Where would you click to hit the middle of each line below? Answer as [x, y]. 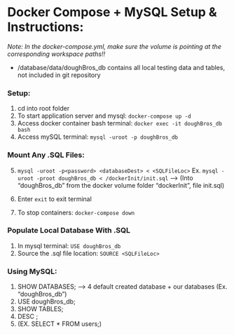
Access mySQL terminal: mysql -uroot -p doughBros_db [98, 137]
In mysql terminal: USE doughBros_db [69, 245]
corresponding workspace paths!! [56, 54]
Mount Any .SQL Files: [46, 155]
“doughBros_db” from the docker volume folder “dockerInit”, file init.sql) [121, 185]
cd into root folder [43, 109]
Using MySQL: [32, 271]
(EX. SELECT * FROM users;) [60, 324]
